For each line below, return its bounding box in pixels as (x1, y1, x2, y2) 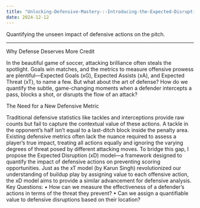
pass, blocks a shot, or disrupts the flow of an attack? (6, 90, 138, 98)
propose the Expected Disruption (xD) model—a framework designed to (6, 152, 183, 159)
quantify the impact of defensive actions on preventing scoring (6, 158, 161, 165)
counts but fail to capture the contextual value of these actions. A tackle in (6, 120, 189, 127)
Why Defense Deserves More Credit (6, 48, 95, 55)
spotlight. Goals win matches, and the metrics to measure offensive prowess (6, 65, 194, 73)
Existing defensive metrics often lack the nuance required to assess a (6, 133, 177, 140)
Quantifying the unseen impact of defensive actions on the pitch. (6, 30, 165, 37)
